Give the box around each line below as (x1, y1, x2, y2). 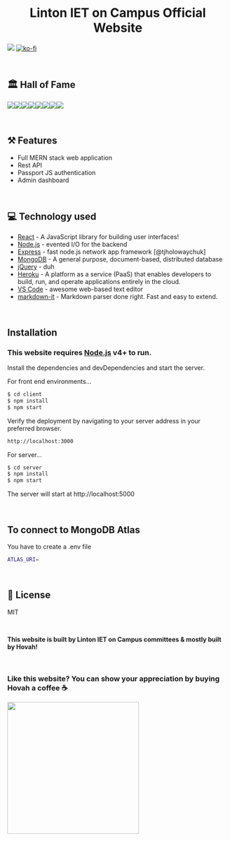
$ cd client (7, 391, 42, 398)
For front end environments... (7, 378, 92, 386)
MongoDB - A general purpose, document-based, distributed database (17, 255, 223, 264)
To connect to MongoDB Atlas (7, 524, 140, 536)
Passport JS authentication (17, 168, 96, 176)
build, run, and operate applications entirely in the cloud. (17, 278, 181, 286)
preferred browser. (7, 424, 62, 432)
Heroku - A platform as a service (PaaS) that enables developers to (17, 270, 212, 278)
